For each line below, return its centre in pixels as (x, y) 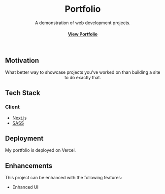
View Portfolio (83, 34)
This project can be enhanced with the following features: (64, 178)
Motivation (22, 60)
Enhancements (29, 166)
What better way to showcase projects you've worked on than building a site (83, 72)
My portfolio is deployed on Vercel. (41, 150)
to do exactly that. (83, 77)
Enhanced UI (25, 187)
